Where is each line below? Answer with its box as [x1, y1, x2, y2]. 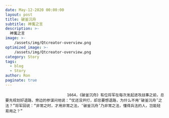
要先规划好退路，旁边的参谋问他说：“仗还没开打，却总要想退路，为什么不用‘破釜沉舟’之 [5, 98, 162, 103]
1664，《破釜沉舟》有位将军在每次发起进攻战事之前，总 [67, 92, 164, 97]
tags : [5, 59, 17, 64]
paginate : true [5, 78, 37, 83]
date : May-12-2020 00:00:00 [5, 7, 65, 13]
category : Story [5, 54, 39, 60]
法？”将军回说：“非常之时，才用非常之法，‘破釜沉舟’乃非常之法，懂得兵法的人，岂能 [5, 103, 157, 108]
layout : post [5, 12, 33, 17]
